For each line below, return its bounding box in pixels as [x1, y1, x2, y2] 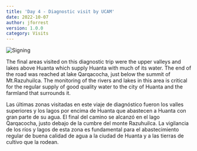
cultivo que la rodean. [6, 139, 59, 146]
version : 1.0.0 [6, 25, 44, 31]
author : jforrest [6, 19, 49, 25]
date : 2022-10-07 [6, 14, 49, 20]
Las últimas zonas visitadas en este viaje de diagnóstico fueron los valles [6, 101, 184, 108]
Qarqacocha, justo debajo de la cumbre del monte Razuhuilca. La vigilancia [6, 120, 189, 127]
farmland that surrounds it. [6, 90, 71, 97]
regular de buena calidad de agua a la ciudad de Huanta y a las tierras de [6, 132, 184, 139]
